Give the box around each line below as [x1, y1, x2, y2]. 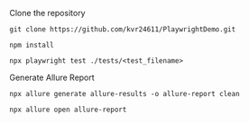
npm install [9, 40, 54, 49]
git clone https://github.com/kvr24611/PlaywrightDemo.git [9, 25, 236, 34]
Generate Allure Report [9, 72, 95, 83]
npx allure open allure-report [9, 105, 127, 114]
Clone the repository [9, 8, 86, 18]
